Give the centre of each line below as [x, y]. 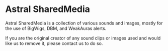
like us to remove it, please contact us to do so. [54, 43]
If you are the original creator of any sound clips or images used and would [83, 38]
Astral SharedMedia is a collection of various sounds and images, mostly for [84, 23]
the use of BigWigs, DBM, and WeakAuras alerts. [56, 28]
